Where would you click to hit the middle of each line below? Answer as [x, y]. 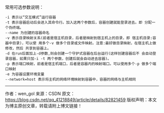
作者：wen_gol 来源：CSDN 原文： [40, 94]
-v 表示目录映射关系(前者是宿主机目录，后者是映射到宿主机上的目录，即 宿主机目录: [79, 38]
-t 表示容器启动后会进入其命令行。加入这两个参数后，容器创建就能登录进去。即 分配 [79, 22]
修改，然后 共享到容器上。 [28, 48]
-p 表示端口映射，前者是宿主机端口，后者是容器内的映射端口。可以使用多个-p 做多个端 [81, 64]
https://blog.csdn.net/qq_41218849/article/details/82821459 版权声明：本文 [81, 100]
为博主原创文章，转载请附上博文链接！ [43, 106]
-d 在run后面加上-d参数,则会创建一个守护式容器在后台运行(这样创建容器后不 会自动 [79, 54]
